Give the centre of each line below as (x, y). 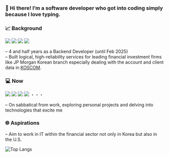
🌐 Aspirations (22, 123)
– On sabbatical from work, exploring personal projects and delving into (79, 104)
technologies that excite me (34, 110)
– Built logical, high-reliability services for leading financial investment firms (83, 57)
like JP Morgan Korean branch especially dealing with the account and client (84, 62)
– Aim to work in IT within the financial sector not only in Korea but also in (81, 134)
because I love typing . (33, 14)
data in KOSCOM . (23, 68)
